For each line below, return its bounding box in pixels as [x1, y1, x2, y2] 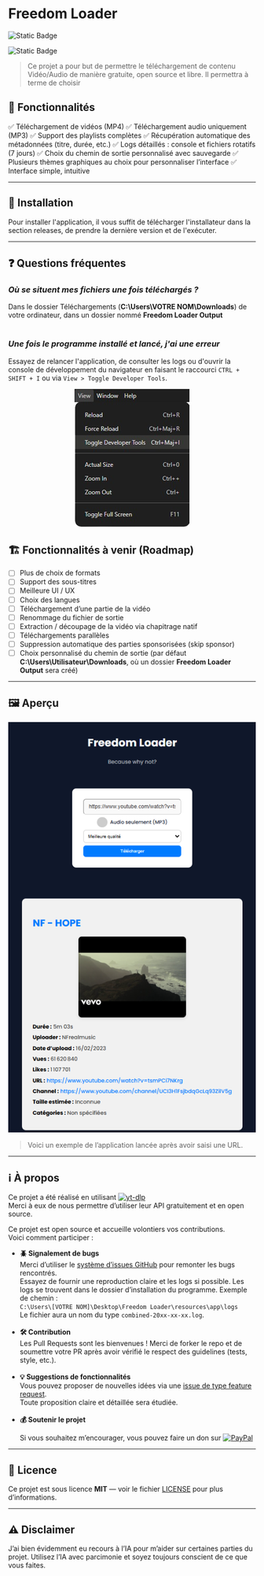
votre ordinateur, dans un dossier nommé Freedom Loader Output [8, 310, 223, 320]
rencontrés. [19, 1268, 57, 1278]
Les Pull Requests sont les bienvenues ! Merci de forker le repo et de [19, 1339, 242, 1348]
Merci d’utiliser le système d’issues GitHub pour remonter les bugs [19, 1260, 236, 1270]
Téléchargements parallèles [19, 631, 110, 640]
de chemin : [19, 1293, 58, 1303]
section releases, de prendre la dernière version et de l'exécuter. [8, 225, 218, 235]
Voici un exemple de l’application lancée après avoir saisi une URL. [27, 1140, 244, 1149]
